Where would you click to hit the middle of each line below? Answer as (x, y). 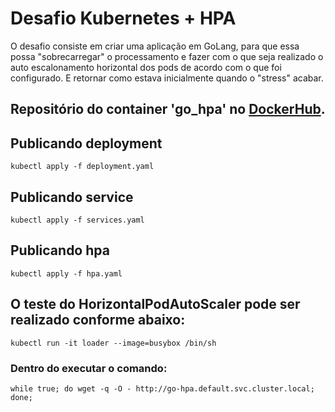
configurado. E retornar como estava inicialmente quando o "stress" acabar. (167, 78)
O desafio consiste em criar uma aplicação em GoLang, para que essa (155, 46)
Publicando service (72, 197)
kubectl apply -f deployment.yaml (82, 167)
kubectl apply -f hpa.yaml (66, 273)
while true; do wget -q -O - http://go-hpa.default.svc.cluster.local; (162, 388)
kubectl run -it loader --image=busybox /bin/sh (113, 343)
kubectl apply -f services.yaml (77, 220)
